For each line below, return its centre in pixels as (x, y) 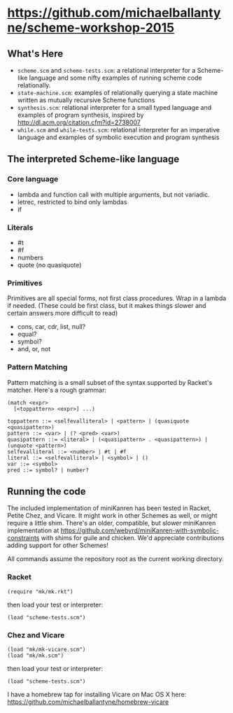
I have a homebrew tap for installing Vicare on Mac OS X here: (97, 694)
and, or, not (34, 349)
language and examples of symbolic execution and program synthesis (118, 137)
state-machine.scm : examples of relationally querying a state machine (118, 93)
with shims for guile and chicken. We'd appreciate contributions (133, 538)
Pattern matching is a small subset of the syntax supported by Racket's (110, 382)
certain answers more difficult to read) (63, 313)
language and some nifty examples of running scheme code (115, 78)
